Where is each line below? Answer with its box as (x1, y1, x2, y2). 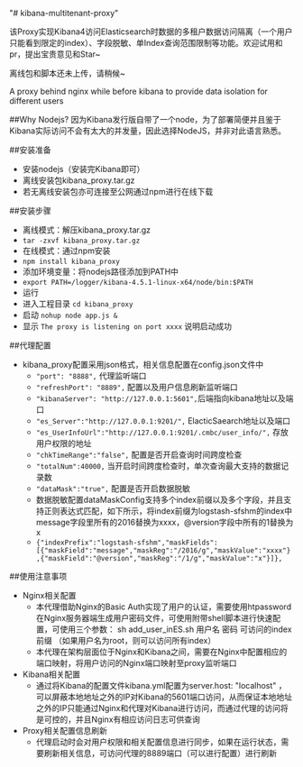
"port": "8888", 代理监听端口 (35, 370, 147, 381)
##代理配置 (9, 340, 51, 351)
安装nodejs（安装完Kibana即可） (22, 164, 145, 174)
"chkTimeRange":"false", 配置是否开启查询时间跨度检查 (35, 450, 243, 460)
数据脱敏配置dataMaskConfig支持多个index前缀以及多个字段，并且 (35, 495, 284, 505)
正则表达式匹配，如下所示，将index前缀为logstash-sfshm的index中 (43, 506, 293, 516)
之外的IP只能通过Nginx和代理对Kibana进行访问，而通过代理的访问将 (35, 703, 289, 713)
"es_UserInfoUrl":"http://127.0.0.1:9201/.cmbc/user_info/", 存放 (35, 427, 289, 437)
